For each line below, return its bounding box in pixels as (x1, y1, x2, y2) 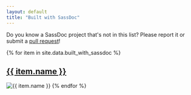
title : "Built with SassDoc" (6, 14, 80, 20)
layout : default (6, 8, 47, 15)
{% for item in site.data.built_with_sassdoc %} (6, 49, 121, 56)
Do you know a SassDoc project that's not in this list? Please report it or (6, 31, 185, 38)
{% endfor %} (52, 82, 87, 90)
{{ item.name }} (6, 66, 67, 76)
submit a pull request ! (6, 37, 61, 44)
